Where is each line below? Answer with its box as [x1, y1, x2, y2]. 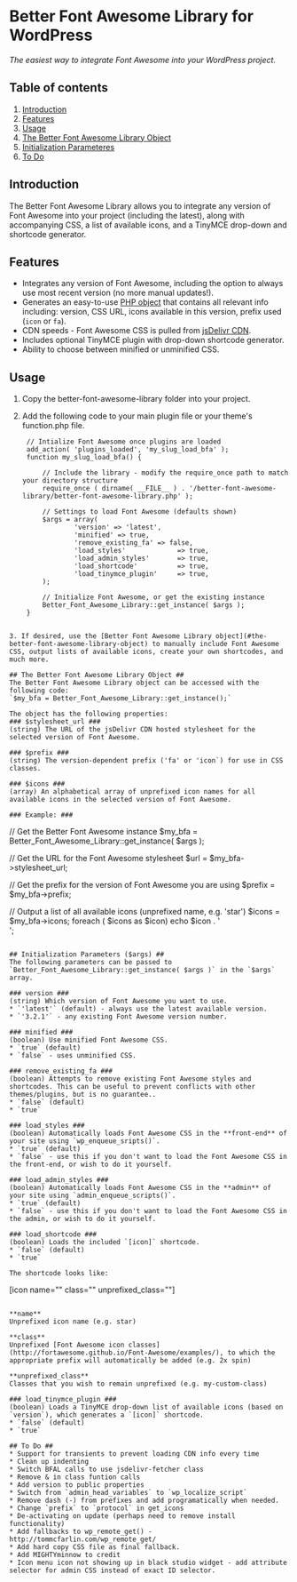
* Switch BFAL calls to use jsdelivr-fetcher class [9, 1465, 204, 1474]
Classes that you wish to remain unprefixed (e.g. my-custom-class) [9, 1379, 268, 1388]
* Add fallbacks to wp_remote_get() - [9, 1527, 152, 1537]
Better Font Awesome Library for [9, 6, 254, 27]
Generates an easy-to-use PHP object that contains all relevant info [21, 297, 269, 308]
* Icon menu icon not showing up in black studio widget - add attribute [9, 1558, 288, 1568]
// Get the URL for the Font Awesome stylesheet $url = [9, 853, 208, 864]
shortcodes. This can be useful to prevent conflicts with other [9, 1083, 255, 1091]
